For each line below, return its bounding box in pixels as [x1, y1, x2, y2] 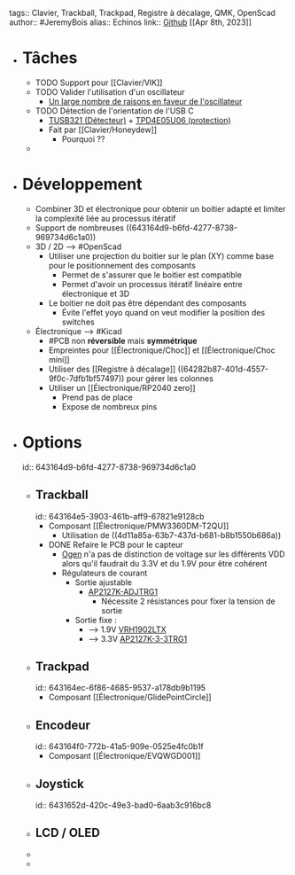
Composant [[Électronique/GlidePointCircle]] [48, 691, 212, 703]
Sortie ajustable [74, 576, 133, 588]
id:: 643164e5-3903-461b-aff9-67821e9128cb [35, 511, 206, 521]
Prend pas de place [61, 392, 133, 402]
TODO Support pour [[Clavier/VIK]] [35, 77, 163, 88]
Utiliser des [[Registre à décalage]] [48, 363, 176, 374]
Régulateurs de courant [61, 567, 148, 578]
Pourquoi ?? [61, 133, 105, 145]
